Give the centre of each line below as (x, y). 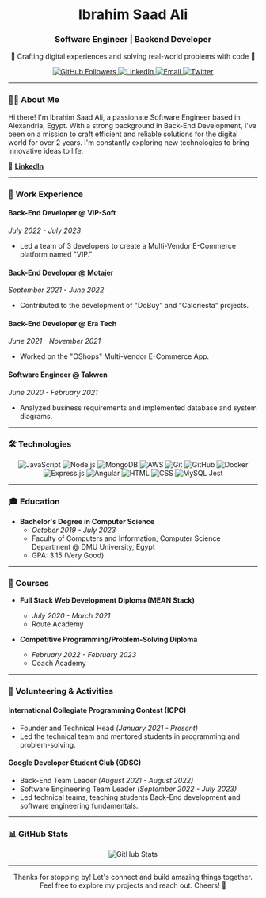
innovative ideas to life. (46, 150)
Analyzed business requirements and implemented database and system (138, 407)
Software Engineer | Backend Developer (133, 40)
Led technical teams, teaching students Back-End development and (130, 797)
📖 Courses (28, 584)
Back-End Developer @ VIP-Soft (62, 213)
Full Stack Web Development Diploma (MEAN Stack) (107, 600)
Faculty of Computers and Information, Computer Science (126, 538)
